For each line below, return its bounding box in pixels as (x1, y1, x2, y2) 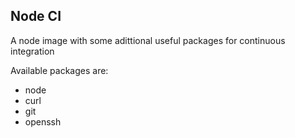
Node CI (10, 8, 62, 25)
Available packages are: (10, 64, 109, 76)
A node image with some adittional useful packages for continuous (10, 34, 286, 46)
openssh (24, 115, 62, 128)
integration (10, 45, 55, 57)
